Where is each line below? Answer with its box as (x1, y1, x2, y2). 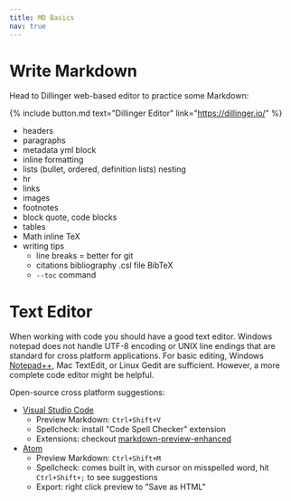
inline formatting (22, 155, 84, 165)
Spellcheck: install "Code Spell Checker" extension (35, 424, 226, 435)
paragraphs (22, 135, 66, 146)
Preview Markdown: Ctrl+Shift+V (35, 414, 161, 425)
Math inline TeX (22, 232, 81, 242)
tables (22, 222, 46, 232)
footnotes (22, 203, 59, 213)
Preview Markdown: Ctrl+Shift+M (35, 453, 161, 464)
